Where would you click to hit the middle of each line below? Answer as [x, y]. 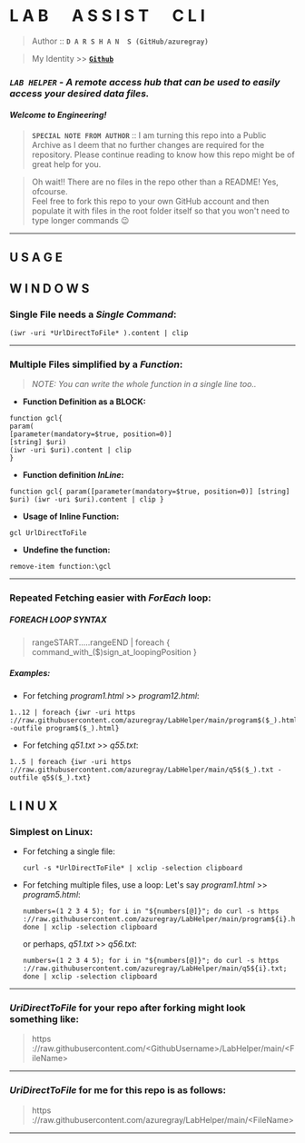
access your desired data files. [79, 94]
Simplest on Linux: [51, 831]
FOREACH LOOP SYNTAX [58, 620]
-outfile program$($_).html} [64, 729]
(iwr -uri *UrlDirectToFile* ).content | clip [99, 333]
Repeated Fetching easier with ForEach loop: [110, 598]
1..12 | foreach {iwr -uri [60, 713]
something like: [44, 1019]
